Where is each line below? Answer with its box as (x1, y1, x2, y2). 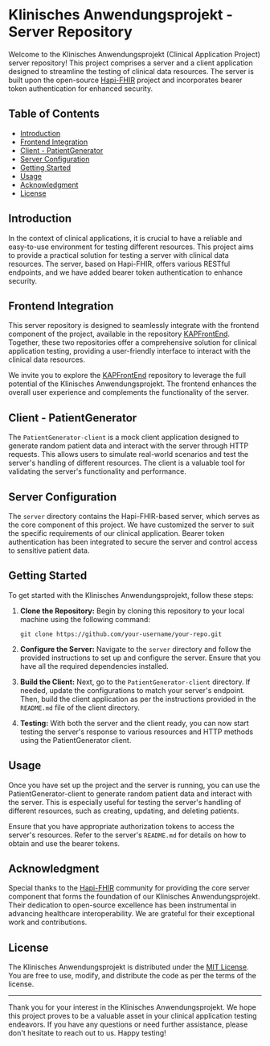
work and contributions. (8, 917, 88, 928)
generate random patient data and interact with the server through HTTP (8, 441, 249, 450)
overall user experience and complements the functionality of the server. (8, 388, 249, 397)
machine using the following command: (19, 614, 151, 624)
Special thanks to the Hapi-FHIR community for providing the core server (8, 883, 251, 893)
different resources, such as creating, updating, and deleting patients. (8, 806, 239, 816)
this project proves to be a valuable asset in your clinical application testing (8, 1011, 257, 1021)
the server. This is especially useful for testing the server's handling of (8, 797, 242, 807)
